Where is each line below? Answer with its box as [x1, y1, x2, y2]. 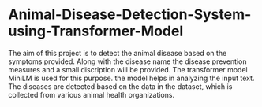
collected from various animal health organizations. [8, 90, 175, 99]
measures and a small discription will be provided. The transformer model [8, 65, 248, 74]
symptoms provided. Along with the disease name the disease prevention [8, 57, 247, 66]
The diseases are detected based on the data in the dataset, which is [8, 81, 233, 91]
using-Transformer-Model [8, 22, 184, 40]
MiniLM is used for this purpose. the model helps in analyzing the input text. [8, 73, 255, 83]
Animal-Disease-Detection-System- [8, 6, 252, 24]
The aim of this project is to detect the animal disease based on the [8, 48, 227, 57]
